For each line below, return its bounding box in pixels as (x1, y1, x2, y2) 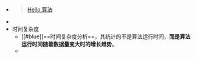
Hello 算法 (27, 6, 53, 13)
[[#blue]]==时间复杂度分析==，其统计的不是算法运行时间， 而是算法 (21, 33, 191, 40)
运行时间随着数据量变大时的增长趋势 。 (21, 41, 117, 47)
